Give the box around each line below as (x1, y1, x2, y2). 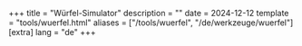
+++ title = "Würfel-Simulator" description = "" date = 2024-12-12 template (8, 8, 289, 18)
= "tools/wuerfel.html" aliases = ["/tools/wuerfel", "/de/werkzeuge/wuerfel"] (8, 17, 294, 28)
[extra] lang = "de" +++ (8, 27, 96, 37)
